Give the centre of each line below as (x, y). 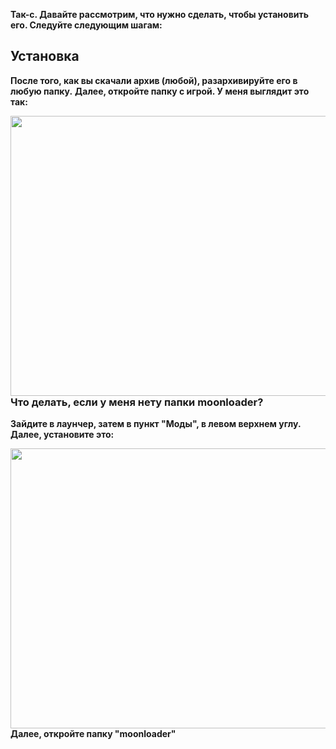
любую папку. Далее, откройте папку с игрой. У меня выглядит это (160, 91)
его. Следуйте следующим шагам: (86, 25)
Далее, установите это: (62, 435)
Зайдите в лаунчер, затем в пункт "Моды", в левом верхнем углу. (156, 424)
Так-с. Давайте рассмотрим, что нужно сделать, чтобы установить (159, 14)
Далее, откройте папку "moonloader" (93, 734)
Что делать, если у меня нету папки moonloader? (137, 402)
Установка (45, 56)
